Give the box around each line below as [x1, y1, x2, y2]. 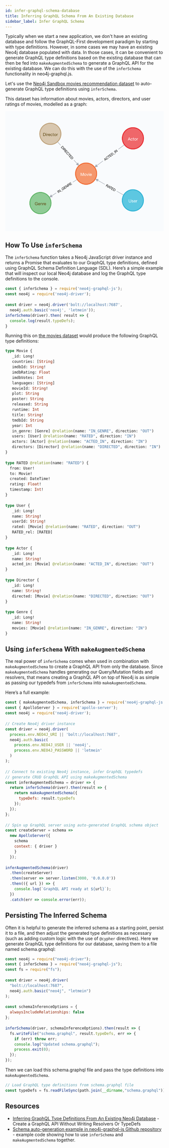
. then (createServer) [10, 871, 53, 876]
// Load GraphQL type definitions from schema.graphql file [5, 1083, 134, 1088]
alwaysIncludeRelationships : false [10, 1010, 84, 1015]
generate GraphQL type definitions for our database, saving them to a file [5, 940, 157, 947]
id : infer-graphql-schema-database [5, 8, 80, 13]
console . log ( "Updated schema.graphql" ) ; [14, 1041, 100, 1047]
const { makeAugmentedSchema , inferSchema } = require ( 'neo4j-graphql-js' [5, 700, 165, 705]
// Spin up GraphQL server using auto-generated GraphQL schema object [5, 823, 158, 828]
